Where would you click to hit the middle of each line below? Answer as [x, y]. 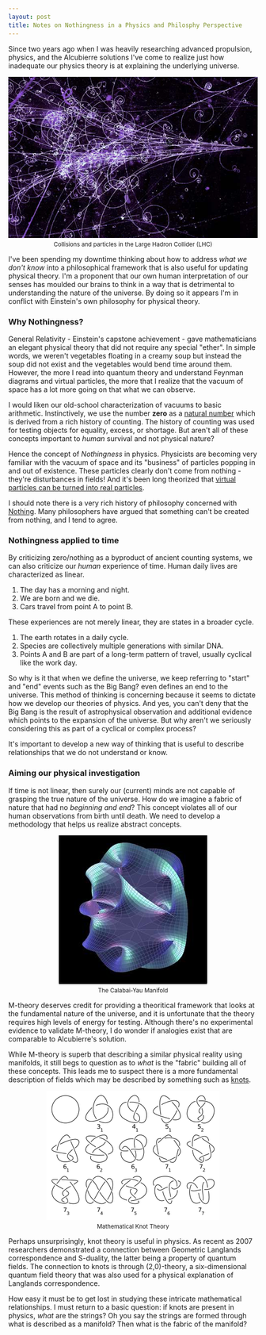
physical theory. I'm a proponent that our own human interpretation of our [128, 276]
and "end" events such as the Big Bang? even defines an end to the [118, 687]
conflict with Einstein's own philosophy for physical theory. [104, 301]
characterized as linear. [46, 574]
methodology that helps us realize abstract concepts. [95, 824]
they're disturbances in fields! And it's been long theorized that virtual [122, 479]
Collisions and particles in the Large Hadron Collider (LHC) [133, 244]
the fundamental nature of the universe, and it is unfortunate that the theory [131, 1013]
